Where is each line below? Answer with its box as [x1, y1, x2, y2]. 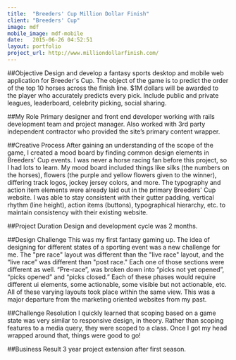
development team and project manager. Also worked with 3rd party [7, 120, 206, 128]
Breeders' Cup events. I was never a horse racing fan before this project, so [7, 155, 228, 164]
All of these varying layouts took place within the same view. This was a [7, 288, 216, 296]
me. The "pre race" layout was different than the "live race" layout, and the [7, 250, 224, 259]
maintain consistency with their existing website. [7, 208, 148, 217]
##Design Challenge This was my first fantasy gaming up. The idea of [7, 235, 210, 243]
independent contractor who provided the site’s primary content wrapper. [7, 127, 221, 136]
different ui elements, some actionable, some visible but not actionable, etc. [7, 280, 227, 288]
